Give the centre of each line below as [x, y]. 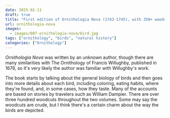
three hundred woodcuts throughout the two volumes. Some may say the [81, 99]
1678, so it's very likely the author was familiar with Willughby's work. [78, 68]
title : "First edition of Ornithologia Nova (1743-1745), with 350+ [79, 19]
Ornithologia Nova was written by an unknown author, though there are [79, 57]
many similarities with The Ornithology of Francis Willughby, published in [81, 63]
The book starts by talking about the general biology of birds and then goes [84, 78]
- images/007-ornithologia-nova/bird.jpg [54, 33]
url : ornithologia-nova [30, 24]
